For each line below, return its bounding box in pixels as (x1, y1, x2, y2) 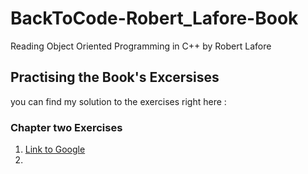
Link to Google (24, 143, 86, 156)
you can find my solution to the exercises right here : (10, 95, 227, 107)
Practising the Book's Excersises (10, 69, 220, 86)
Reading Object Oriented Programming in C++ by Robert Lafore (10, 40, 272, 52)
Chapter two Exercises (10, 120, 123, 134)
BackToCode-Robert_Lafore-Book (10, 7, 299, 30)
